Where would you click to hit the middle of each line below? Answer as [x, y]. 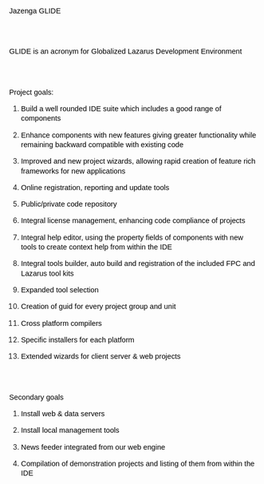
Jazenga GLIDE [35, 11]
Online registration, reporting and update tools [95, 187]
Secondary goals [37, 397]
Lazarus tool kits [47, 273]
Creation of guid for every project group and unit [98, 307]
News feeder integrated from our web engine [93, 447]
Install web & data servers [63, 413]
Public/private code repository [69, 204]
